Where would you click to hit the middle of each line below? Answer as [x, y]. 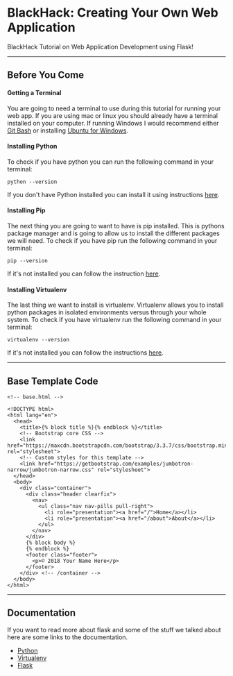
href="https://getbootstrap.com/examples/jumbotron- [116, 464]
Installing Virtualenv [37, 289]
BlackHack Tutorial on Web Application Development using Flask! [101, 47]
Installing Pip [26, 210]
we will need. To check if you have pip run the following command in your [112, 240]
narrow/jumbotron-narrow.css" [51, 470]
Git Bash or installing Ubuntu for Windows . [68, 130]
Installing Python [32, 146]
